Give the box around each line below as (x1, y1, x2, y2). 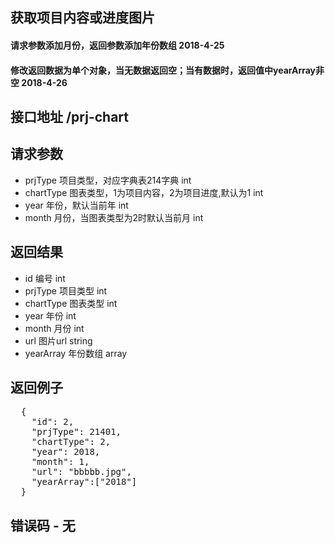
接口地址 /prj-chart (10, 108, 130, 125)
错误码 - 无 (10, 517, 76, 534)
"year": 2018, (31, 446, 101, 458)
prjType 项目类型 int (24, 284, 108, 297)
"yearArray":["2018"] (31, 476, 138, 488)
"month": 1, (31, 456, 90, 468)
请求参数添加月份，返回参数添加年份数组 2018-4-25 (10, 39, 225, 51)
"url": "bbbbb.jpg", (31, 466, 132, 478)
